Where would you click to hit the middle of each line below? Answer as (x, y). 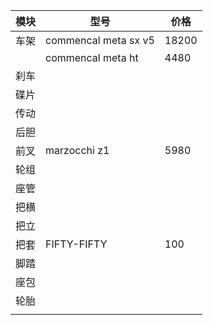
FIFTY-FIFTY (76, 244)
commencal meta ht (92, 57)
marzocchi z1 (77, 150)
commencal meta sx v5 (100, 40)
